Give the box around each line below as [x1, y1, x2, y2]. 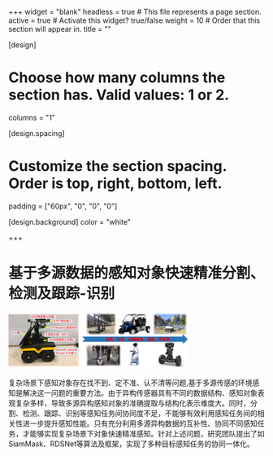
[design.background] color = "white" [8, 217, 132, 226]
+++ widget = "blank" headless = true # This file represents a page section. [8, 7, 262, 16]
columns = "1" [8, 112, 55, 122]
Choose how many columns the [8, 68, 226, 87]
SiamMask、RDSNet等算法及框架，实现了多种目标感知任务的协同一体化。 [8, 439, 254, 449]
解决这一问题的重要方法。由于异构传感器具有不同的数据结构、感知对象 [22, 388, 258, 398]
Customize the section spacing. [8, 157, 227, 176]
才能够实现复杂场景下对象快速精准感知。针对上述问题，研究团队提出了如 [22, 429, 265, 439]
